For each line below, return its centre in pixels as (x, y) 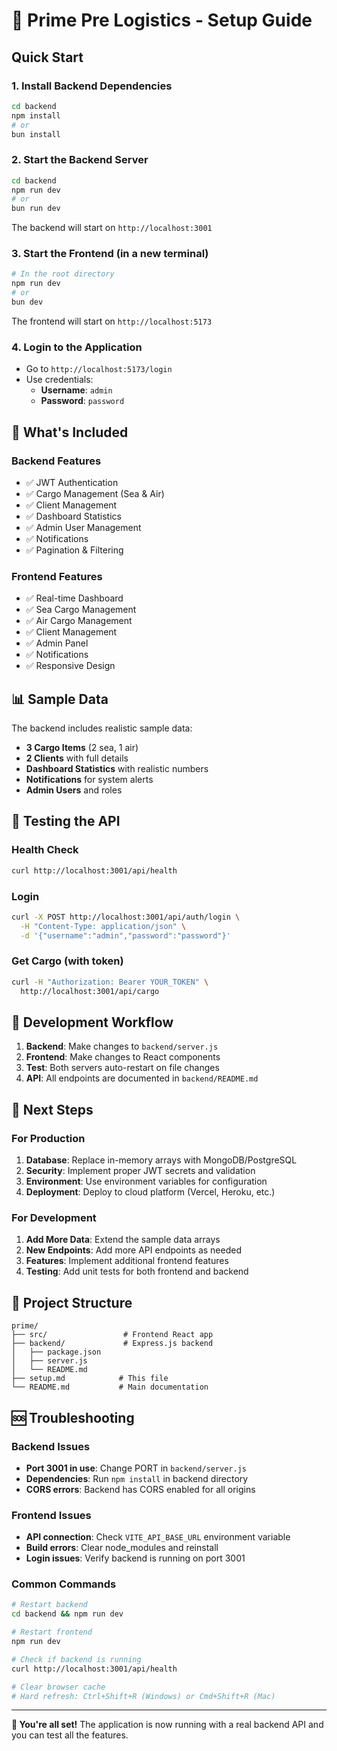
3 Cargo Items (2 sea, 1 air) (82, 748)
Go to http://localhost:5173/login (99, 369)
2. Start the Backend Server (80, 160)
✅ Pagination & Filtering (74, 550)
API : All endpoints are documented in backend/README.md (142, 1078)
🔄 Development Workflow (92, 1022)
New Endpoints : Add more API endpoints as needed (133, 1250)
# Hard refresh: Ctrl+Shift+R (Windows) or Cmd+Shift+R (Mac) (143, 1696)
